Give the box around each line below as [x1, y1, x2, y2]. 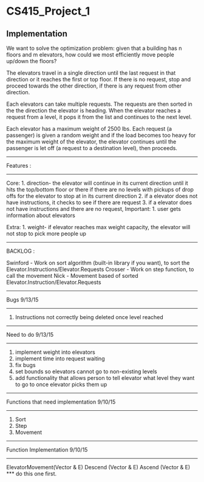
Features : [6, 162, 32, 169]
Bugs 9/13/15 [6, 296, 39, 303]
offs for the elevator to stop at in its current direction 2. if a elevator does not [6, 193, 198, 199]
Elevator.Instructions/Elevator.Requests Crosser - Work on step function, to [6, 266, 194, 273]
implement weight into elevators [15, 348, 95, 356]
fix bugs [15, 362, 36, 368]
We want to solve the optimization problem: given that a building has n [6, 44, 182, 52]
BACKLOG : [6, 247, 35, 255]
